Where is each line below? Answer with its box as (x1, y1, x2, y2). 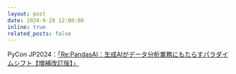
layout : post (7, 10, 46, 18)
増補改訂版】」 (38, 59, 80, 68)
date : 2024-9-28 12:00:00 (7, 17, 84, 24)
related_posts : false (7, 30, 72, 37)
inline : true (7, 23, 46, 30)
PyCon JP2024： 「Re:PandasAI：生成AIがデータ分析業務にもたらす (7, 50, 204, 58)
